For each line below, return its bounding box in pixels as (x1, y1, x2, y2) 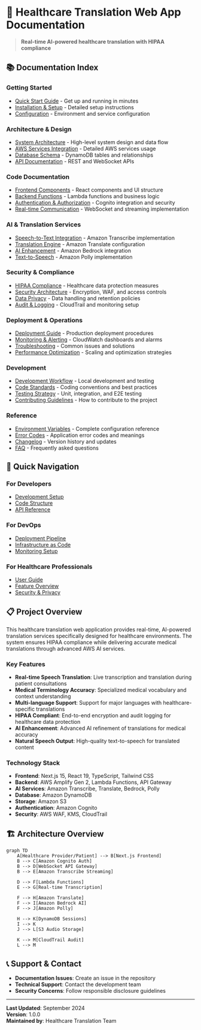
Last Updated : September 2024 (6, 1005, 85, 1012)
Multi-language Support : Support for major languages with (14, 699, 162, 706)
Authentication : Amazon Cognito (14, 804, 98, 812)
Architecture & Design (6, 125, 72, 133)
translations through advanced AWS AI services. (6, 645, 126, 652)
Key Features (6, 660, 46, 668)
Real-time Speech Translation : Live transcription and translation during (14, 673, 192, 681)
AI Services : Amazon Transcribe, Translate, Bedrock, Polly (14, 785, 160, 792)
